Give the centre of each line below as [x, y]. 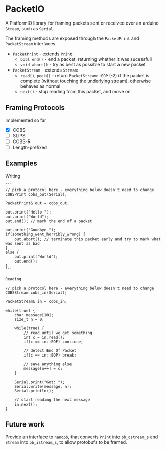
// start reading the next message [52, 400]
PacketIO [25, 9]
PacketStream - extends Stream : [45, 70]
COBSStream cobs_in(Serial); [36, 292]
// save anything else [48, 364]
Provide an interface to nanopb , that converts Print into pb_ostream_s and [82, 437]
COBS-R [21, 141]
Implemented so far [26, 120]
